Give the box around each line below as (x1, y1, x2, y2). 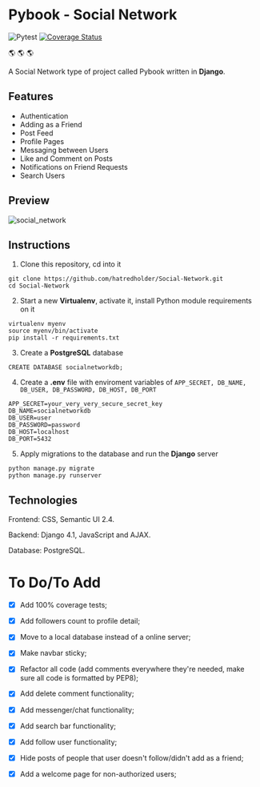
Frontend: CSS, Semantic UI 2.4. (8, 515, 114, 524)
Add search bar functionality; (19, 721, 117, 730)
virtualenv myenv (8, 320, 66, 328)
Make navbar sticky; (19, 648, 87, 658)
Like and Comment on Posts (19, 154, 114, 163)
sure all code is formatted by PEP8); (19, 673, 138, 683)
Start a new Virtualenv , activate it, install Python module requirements (19, 296, 252, 306)
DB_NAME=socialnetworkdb (8, 407, 91, 416)
